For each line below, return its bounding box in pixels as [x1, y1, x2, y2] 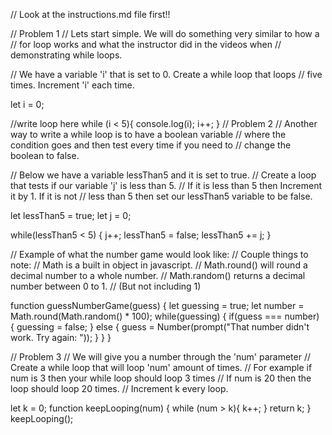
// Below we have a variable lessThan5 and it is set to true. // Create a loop [10, 169, 317, 181]
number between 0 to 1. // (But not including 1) [10, 280, 202, 292]
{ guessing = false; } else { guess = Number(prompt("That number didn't [10, 321, 310, 333]
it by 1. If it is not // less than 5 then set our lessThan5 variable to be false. [10, 190, 313, 202]
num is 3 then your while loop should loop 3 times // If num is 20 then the [10, 372, 312, 384]
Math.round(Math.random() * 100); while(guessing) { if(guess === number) [10, 310, 320, 322]
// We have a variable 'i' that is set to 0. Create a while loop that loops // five [10, 69, 323, 80]
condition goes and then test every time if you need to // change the [10, 139, 292, 151]
